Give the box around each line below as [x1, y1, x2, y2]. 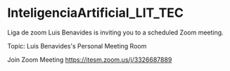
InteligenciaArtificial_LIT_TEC [7, 5, 184, 21]
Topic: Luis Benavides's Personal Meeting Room [7, 41, 147, 50]
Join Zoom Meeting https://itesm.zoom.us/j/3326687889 [7, 55, 172, 64]
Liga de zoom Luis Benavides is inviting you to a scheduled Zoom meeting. [7, 28, 224, 37]
